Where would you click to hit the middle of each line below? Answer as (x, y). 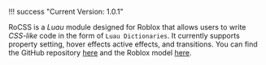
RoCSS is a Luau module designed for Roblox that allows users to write (127, 27)
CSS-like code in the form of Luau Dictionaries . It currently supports (124, 36)
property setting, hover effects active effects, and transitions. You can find (133, 44)
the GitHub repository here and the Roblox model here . (100, 53)
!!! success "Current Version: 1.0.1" (66, 12)
